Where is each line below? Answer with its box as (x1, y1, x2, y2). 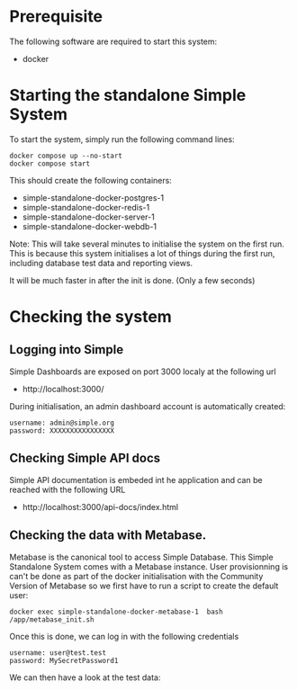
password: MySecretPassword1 (9, 656, 119, 665)
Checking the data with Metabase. (9, 528, 207, 543)
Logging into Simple (9, 342, 124, 357)
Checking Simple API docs (9, 451, 161, 466)
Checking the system (9, 307, 173, 327)
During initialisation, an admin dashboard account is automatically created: (9, 400, 286, 411)
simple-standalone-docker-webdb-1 (22, 220, 157, 231)
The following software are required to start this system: (9, 36, 218, 47)
